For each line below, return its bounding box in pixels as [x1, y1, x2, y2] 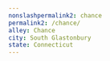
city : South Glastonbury [8, 33, 92, 42]
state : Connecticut [8, 41, 74, 49]
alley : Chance [8, 26, 56, 34]
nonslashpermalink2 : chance [8, 11, 103, 20]
